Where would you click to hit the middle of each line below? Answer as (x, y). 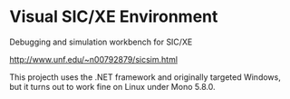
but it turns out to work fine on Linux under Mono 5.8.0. (112, 86)
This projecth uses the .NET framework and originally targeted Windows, (145, 77)
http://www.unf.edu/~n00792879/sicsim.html (94, 59)
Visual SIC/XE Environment (114, 17)
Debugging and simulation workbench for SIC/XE (101, 42)
